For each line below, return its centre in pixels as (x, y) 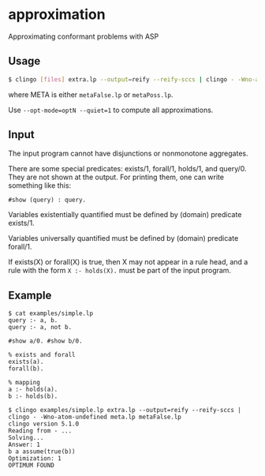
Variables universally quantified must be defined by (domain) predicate (123, 238)
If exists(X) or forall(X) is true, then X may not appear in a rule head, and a (128, 262)
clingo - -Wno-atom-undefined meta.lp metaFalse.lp (95, 417)
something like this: (40, 186)
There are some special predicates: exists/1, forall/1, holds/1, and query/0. (127, 169)
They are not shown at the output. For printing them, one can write (116, 177)
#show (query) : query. (47, 200)
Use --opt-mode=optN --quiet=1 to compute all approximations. (111, 110)
